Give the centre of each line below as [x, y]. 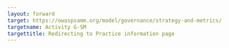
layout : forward [31, 14]
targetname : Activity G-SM [47, 27]
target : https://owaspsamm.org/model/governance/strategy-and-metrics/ [114, 20]
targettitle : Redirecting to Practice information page [91, 34]
